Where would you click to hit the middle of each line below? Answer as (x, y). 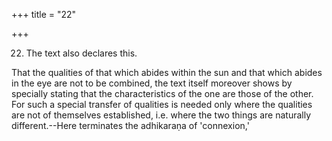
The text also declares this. (81, 53)
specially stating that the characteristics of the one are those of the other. (162, 93)
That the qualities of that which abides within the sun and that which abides (167, 72)
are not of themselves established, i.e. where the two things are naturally (161, 115)
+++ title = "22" (44, 14)
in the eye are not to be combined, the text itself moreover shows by (152, 83)
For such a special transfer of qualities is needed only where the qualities (162, 104)
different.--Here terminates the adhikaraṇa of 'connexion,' (130, 125)
